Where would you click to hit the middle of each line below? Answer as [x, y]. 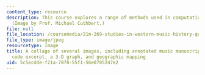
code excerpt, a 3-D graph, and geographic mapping [79, 57]
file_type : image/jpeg [35, 40]
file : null [20, 29]
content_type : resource [37, 12]
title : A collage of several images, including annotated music [90, 51]
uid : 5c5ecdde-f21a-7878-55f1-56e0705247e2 [63, 62]
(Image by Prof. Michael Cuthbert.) [58, 23]
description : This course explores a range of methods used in [88, 18]
